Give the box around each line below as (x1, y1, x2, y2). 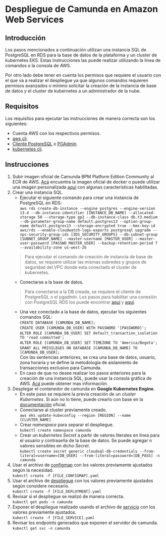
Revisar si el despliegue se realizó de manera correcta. (12, 493, 125, 499)
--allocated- (128, 210, 156, 215)
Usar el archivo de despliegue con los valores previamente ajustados (12, 478, 154, 484)
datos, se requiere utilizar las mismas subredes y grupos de (24, 259, 147, 265)
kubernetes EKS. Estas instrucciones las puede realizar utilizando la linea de (5, 57, 161, 63)
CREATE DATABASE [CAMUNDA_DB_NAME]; (19, 320, 96, 325)
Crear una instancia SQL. (12, 189, 63, 195)
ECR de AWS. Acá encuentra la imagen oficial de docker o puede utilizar (12, 179, 160, 185)
